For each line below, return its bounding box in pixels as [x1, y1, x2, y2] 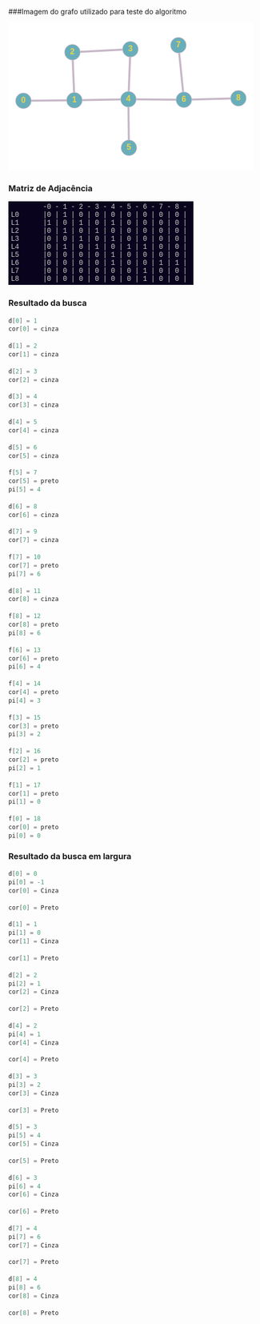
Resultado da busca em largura [8, 850, 132, 861]
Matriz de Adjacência [8, 183, 94, 194]
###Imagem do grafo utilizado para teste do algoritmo [8, 7, 187, 16]
